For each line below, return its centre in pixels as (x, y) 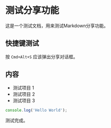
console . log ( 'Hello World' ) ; (36, 110)
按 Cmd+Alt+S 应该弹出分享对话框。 (42, 56)
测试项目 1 (23, 88)
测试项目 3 (24, 100)
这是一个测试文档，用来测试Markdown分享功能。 (57, 26)
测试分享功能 (32, 10)
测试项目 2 (24, 94)
